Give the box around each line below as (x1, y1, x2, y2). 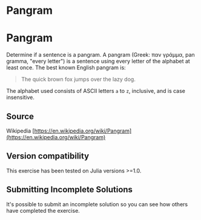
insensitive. (6, 94, 35, 101)
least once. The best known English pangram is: (6, 64, 126, 71)
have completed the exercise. (6, 207, 80, 214)
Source (6, 111, 35, 121)
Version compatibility (6, 151, 90, 162)
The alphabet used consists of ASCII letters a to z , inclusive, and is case (6, 87, 186, 95)
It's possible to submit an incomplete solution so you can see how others (6, 200, 188, 208)
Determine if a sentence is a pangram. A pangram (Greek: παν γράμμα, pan (6, 51, 195, 58)
